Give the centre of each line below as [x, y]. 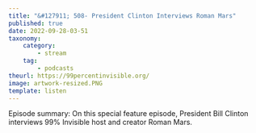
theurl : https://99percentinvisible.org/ [79, 76]
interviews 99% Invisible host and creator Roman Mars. [100, 123]
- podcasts [56, 69]
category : [40, 46]
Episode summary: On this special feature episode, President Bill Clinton [128, 114]
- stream [52, 53]
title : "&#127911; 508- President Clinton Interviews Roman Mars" [122, 16]
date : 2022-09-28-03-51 [48, 31]
